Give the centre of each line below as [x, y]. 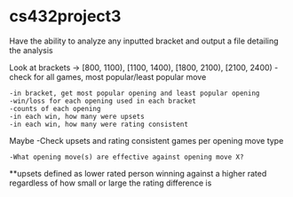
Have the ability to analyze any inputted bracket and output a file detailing [144, 41]
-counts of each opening [55, 108]
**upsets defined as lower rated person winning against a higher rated [138, 173]
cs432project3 [65, 16]
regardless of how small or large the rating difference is [111, 183]
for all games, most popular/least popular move [120, 76]
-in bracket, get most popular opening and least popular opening [135, 93]
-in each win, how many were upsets [77, 116]
